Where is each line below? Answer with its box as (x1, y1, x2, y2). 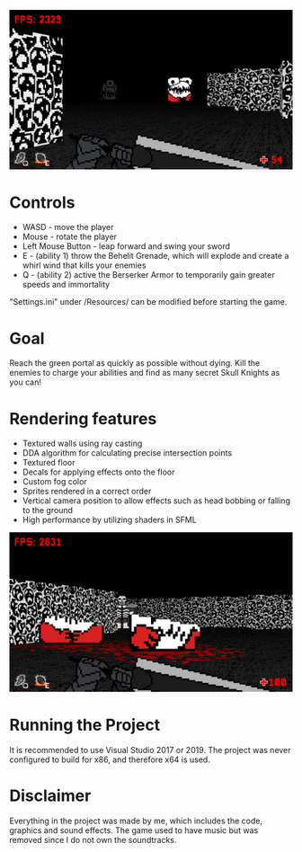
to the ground (22, 505, 74, 516)
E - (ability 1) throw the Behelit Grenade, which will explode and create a (22, 251, 289, 262)
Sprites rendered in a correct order (22, 486, 152, 497)
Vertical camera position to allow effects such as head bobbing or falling (22, 495, 290, 506)
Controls (9, 192, 75, 212)
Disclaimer (9, 785, 92, 805)
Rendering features (9, 408, 157, 429)
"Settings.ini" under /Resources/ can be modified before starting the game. (9, 297, 288, 307)
